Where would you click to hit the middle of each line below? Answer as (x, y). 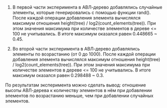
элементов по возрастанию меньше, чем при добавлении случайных (79, 95)
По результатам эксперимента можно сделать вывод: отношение (76, 85)
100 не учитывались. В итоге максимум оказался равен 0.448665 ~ (85, 34)
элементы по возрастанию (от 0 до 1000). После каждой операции (84, 54)
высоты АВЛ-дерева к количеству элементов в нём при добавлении (79, 90)
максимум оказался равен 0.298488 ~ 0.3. (58, 75)
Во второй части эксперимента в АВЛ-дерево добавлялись (76, 49)
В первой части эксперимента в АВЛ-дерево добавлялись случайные (87, 7)
